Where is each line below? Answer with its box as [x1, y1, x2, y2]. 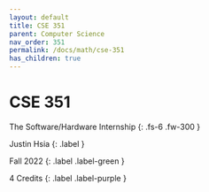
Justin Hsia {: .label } [9, 138, 86, 149]
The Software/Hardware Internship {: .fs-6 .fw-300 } [9, 121, 201, 132]
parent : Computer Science [9, 29, 104, 38]
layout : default [9, 12, 69, 22]
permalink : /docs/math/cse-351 [9, 46, 125, 55]
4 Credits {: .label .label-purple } [9, 173, 127, 183]
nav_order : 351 [9, 37, 66, 47]
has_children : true [9, 54, 81, 63]
